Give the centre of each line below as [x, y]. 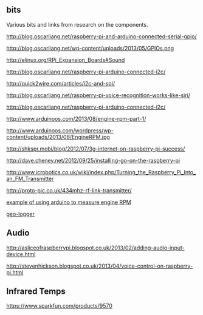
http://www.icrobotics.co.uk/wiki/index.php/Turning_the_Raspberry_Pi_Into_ [101, 172]
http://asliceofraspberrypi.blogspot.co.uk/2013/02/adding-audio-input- [95, 248]
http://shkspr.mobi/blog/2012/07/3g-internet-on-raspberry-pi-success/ [96, 149]
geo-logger [20, 214]
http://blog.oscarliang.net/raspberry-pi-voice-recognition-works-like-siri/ [98, 95]
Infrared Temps [36, 292]
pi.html [15, 272]
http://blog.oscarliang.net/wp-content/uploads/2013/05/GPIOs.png [90, 48]
